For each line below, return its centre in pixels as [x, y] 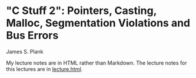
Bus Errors [32, 36]
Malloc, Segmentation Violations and [98, 23]
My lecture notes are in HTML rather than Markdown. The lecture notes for [97, 63]
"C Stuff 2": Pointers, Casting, [82, 11]
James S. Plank [25, 51]
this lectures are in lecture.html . [44, 69]
